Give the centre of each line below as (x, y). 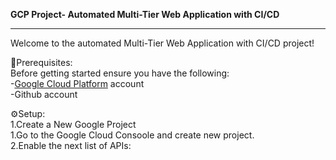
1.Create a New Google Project (73, 124)
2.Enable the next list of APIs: (71, 145)
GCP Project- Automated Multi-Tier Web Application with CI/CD (145, 14)
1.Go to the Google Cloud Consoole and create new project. (132, 135)
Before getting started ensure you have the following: (120, 73)
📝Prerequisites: (41, 62)
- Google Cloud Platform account (77, 83)
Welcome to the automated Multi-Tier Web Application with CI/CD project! (162, 43)
